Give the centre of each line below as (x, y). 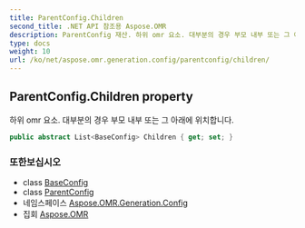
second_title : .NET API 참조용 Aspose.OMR (88, 26)
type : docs (30, 43)
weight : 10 (30, 52)
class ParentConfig (58, 192)
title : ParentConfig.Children (67, 18)
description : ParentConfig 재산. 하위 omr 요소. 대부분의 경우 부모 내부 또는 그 (150, 35)
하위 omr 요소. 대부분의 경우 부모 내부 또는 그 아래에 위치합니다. (122, 120)
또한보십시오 (35, 162)
